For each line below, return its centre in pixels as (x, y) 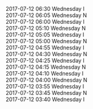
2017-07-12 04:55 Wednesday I (45, 47)
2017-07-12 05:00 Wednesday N (46, 41)
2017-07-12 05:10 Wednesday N (46, 28)
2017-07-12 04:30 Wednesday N (46, 54)
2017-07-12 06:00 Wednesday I (45, 22)
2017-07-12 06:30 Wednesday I (45, 9)
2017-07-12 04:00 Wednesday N (46, 80)
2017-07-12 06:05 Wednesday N (46, 15)
